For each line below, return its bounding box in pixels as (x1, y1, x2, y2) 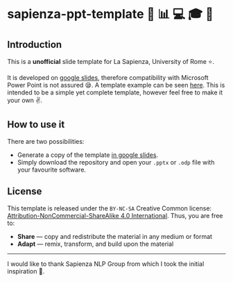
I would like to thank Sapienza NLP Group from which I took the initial (7, 259, 205, 268)
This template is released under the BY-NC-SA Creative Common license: (7, 204, 212, 213)
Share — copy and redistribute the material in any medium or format (17, 232, 213, 240)
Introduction (7, 38, 62, 50)
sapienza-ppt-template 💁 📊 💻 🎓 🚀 (7, 6, 214, 22)
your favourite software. (17, 165, 87, 174)
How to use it (7, 119, 65, 131)
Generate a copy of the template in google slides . (17, 151, 158, 159)
